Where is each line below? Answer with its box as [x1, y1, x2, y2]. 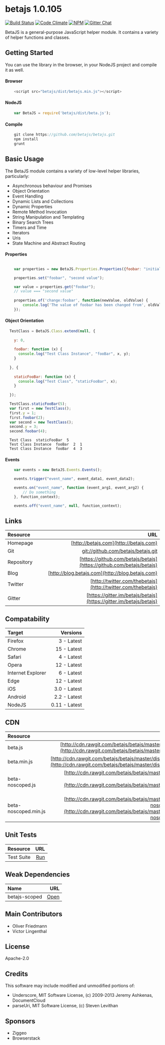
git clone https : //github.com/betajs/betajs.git [14, 132, 115, 137]
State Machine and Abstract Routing [12, 240, 86, 246]
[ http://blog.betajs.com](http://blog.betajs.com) [48, 570, 158, 577]
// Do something [23, 490, 56, 495]
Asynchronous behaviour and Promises [12, 183, 92, 189]
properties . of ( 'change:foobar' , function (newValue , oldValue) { [14, 298, 148, 303]
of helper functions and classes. [5, 34, 70, 40]
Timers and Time [12, 225, 47, 230]
